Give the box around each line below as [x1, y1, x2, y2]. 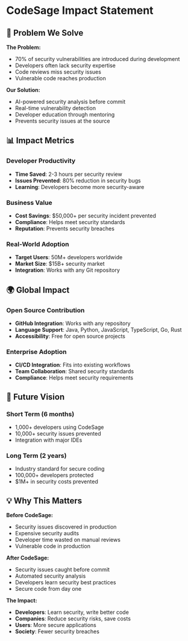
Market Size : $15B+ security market [14, 260, 105, 268]
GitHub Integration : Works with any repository [14, 320, 131, 327]
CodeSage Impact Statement [6, 4, 154, 18]
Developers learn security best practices [14, 579, 116, 586]
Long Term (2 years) [6, 451, 67, 460]
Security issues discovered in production [14, 523, 117, 530]
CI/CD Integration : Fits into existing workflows [14, 361, 131, 369]
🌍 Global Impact [6, 285, 70, 295]
